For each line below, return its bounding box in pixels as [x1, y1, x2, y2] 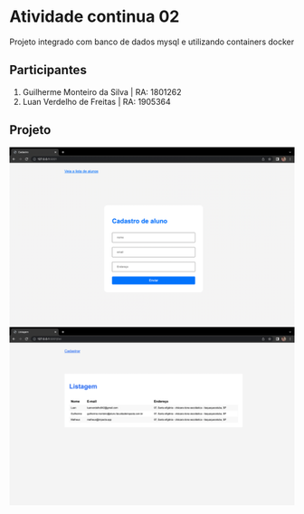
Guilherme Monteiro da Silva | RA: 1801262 [22, 86, 182, 97]
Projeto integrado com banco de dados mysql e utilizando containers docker [9, 36, 295, 47]
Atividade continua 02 [9, 6, 180, 27]
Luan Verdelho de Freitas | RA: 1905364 [22, 96, 172, 107]
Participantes [9, 62, 88, 78]
